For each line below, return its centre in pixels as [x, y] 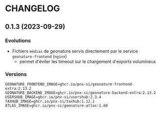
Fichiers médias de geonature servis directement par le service [75, 51]
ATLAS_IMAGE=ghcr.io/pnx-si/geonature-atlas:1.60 [57, 106]
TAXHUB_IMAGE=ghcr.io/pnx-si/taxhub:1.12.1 [50, 102]
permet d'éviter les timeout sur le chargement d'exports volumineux [88, 61]
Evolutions [18, 41]
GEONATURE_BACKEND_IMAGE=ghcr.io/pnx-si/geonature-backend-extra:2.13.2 [80, 93]
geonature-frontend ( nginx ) [40, 56]
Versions [16, 74]
